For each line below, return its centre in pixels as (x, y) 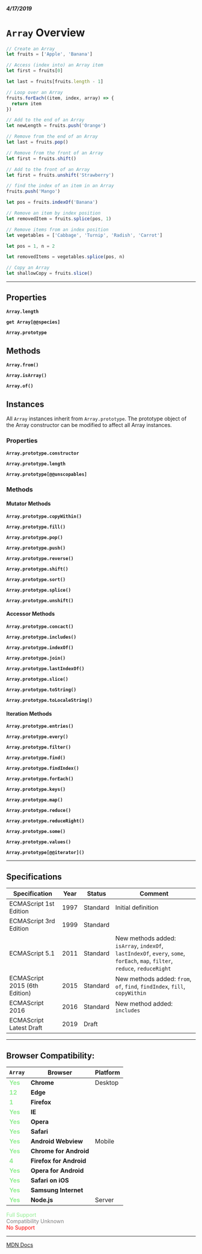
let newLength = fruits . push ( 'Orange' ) (56, 126)
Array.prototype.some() (36, 832)
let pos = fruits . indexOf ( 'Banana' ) (52, 202)
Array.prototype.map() (35, 800)
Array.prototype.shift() (37, 569)
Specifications (34, 877)
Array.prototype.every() (37, 737)
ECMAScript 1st (32, 904)
